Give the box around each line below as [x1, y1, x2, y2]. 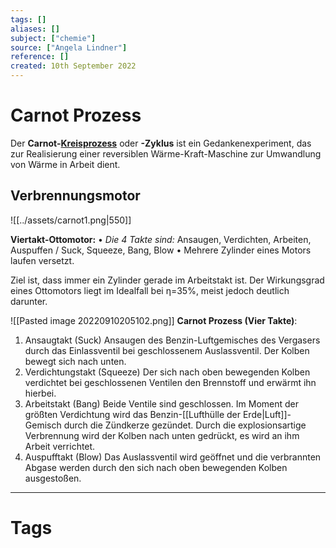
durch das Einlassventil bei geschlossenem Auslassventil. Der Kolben [24, 344, 310, 356]
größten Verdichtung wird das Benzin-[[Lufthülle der [24, 408, 242, 420]
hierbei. [24, 387, 57, 399]
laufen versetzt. [10, 254, 75, 266]
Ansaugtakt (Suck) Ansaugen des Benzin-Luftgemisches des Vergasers [24, 334, 321, 346]
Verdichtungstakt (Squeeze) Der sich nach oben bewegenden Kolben [24, 366, 311, 378]
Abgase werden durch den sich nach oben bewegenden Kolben [24, 461, 288, 473]
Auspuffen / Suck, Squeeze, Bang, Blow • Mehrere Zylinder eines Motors [10, 244, 312, 256]
